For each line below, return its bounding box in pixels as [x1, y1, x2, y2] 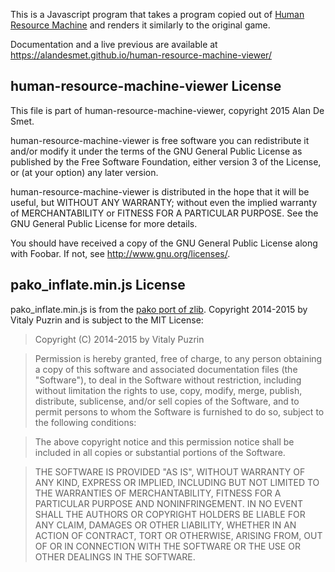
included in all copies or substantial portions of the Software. [34, 446, 286, 458]
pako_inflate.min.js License [10, 277, 186, 294]
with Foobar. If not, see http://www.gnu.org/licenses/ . [10, 247, 231, 259]
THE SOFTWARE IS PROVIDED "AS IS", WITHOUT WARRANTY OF [34, 465, 306, 478]
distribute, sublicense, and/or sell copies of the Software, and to [34, 395, 300, 407]
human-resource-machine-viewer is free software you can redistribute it [10, 134, 310, 146]
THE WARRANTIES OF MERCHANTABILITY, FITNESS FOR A [34, 487, 282, 499]
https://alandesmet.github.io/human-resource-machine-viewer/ [10, 49, 272, 61]
